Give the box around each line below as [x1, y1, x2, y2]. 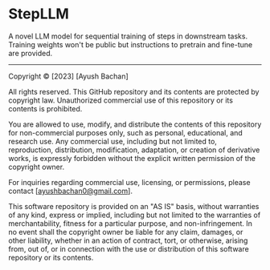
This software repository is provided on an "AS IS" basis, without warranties [8, 201, 260, 211]
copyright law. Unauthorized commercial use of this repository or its [8, 95, 233, 105]
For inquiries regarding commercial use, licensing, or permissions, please [8, 177, 251, 187]
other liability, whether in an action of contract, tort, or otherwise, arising [8, 236, 248, 245]
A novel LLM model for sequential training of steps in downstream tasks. [8, 31, 247, 41]
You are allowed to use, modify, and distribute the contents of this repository [8, 119, 262, 129]
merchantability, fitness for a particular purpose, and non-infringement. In [8, 218, 253, 228]
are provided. [8, 48, 53, 58]
